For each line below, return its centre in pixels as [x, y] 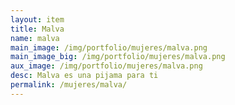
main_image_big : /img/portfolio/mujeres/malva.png [118, 57]
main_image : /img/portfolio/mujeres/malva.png [109, 47]
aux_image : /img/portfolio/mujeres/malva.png [106, 66]
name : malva [35, 38]
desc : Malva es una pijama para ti [84, 76]
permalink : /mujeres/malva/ [69, 85]
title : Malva [37, 29]
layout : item [37, 19]
